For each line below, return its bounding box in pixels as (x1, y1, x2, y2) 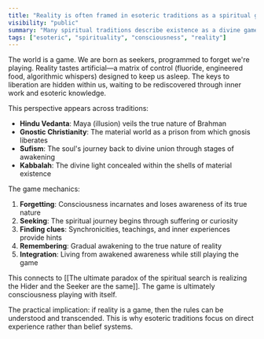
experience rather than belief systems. (8, 322, 134, 331)
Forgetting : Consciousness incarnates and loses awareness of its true (19, 200, 247, 209)
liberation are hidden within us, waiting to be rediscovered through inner (8, 80, 242, 90)
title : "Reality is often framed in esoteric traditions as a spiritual (8, 11, 251, 20)
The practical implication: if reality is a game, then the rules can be (8, 305, 224, 315)
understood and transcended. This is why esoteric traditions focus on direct (8, 314, 254, 323)
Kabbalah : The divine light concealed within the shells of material (19, 160, 233, 170)
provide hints (19, 233, 63, 242)
